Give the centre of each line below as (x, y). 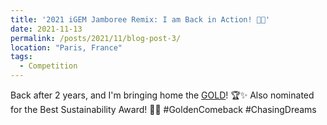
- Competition (48, 66)
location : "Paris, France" (66, 47)
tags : (21, 57)
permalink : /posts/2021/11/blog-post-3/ (96, 38)
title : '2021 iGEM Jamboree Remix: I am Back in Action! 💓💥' (140, 19)
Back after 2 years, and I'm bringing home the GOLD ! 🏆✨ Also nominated (162, 95)
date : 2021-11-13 (46, 29)
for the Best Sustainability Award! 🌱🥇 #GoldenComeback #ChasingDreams (163, 109)
